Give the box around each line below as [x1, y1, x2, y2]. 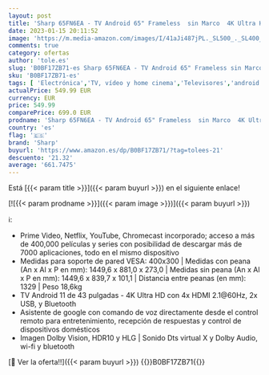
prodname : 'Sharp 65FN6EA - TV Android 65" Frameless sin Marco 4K [8, 116, 246, 124]
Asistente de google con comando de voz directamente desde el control [19, 308, 259, 317]
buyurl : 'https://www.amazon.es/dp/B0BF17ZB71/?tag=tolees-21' [8, 146, 224, 154]
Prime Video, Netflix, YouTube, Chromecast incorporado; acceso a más [19, 230, 255, 241]
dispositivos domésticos [19, 324, 100, 334]
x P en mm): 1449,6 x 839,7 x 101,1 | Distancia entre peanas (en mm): [19, 274, 247, 283]
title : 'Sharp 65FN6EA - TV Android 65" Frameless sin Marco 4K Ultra [8, 19, 256, 27]
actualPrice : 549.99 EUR [8, 86, 91, 95]
